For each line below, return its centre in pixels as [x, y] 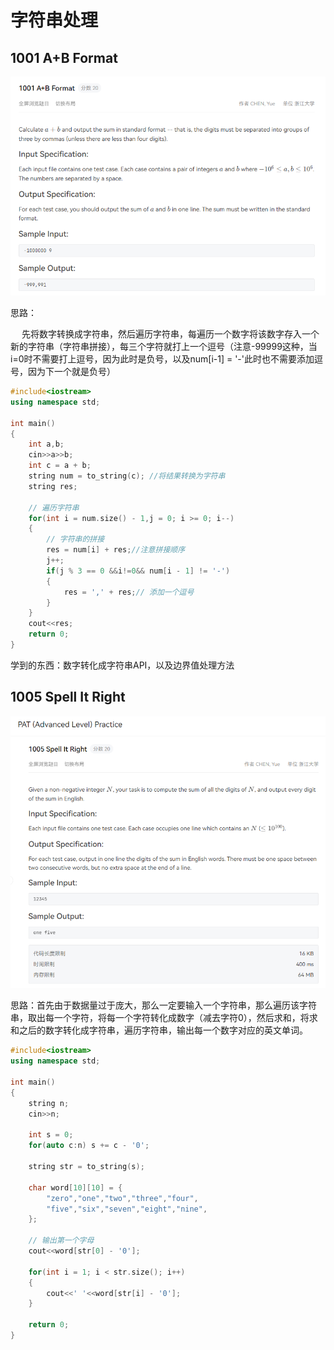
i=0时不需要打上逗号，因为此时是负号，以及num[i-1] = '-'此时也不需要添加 [162, 359]
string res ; [53, 486]
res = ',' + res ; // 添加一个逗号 [129, 592]
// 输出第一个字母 [61, 1241]
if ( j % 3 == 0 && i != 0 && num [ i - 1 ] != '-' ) [138, 571]
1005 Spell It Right [68, 697]
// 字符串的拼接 [75, 539]
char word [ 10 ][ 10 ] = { [75, 1187]
